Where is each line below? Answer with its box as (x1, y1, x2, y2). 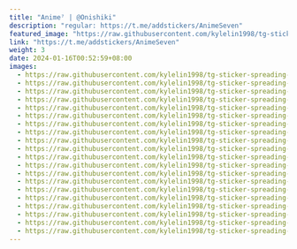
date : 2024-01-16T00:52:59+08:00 (9, 54, 133, 63)
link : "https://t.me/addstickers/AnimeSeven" (9, 37, 179, 47)
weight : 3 (9, 46, 46, 55)
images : (9, 63, 38, 72)
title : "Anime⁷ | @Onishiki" (9, 12, 117, 22)
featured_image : (9, 29, 69, 38)
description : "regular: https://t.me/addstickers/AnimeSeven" (9, 21, 243, 30)
